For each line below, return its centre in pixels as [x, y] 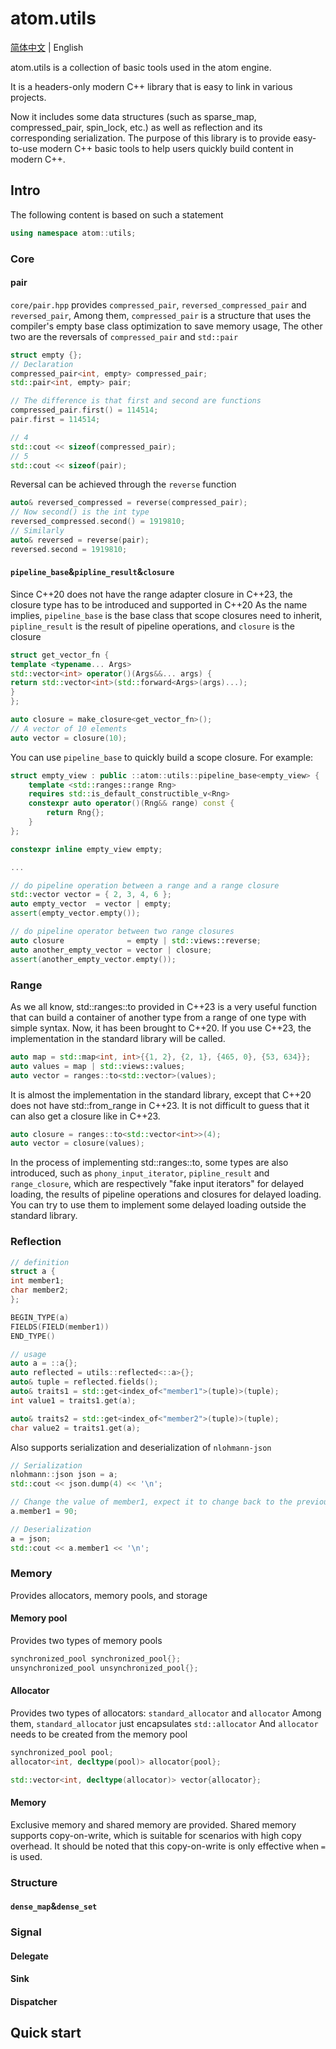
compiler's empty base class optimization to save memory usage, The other [166, 326]
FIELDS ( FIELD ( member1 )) [60, 1327]
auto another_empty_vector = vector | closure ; [111, 950]
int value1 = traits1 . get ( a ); [73, 1400]
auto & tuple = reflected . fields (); [84, 1382]
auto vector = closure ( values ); [77, 1143]
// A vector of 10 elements [69, 728]
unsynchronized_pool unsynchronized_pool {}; [104, 1668]
